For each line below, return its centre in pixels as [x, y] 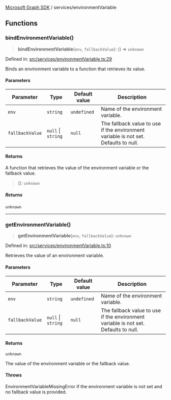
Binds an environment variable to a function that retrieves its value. [75, 69]
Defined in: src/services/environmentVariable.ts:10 [58, 246]
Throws [13, 375]
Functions [22, 23]
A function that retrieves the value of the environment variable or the [77, 168]
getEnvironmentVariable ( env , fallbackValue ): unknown [75, 236]
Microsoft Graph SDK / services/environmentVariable [61, 7]
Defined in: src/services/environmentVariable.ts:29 [59, 59]
